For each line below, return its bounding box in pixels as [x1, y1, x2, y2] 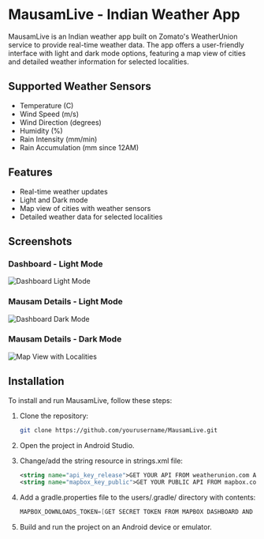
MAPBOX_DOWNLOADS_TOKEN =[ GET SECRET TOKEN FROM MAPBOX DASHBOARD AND [19, 508, 254, 516]
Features [8, 166, 53, 179]
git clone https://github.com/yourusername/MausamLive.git [19, 426, 218, 434]
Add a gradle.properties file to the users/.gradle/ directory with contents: [19, 492, 256, 503]
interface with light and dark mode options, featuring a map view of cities [8, 48, 246, 58]
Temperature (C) [19, 100, 74, 110]
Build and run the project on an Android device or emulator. [19, 522, 213, 532]
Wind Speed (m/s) [19, 109, 80, 119]
